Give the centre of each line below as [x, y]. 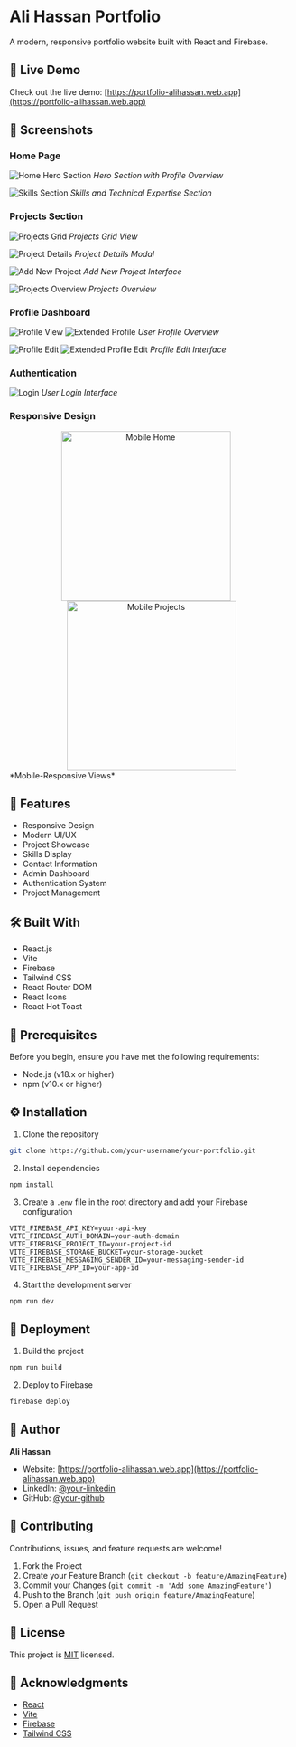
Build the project [53, 1351]
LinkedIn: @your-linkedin [69, 1488]
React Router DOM [57, 988]
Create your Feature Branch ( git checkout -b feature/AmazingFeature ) [155, 1575]
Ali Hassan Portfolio [85, 17]
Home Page [35, 156]
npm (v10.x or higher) [62, 1084]
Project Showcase [56, 845]
